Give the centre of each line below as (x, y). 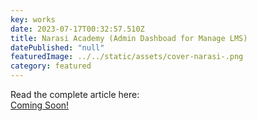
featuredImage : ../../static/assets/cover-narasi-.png (127, 57)
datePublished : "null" (57, 47)
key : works (33, 19)
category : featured (51, 66)
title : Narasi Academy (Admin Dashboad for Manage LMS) (129, 38)
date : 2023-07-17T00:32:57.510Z (77, 29)
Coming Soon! (40, 105)
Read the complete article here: (75, 94)
